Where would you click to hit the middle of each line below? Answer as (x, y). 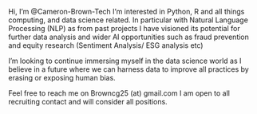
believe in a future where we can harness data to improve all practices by (128, 69)
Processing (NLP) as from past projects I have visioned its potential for (125, 28)
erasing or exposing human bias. (62, 78)
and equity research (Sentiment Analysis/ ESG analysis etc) (106, 45)
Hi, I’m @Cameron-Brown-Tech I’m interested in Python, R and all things (127, 12)
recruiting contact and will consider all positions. (88, 102)
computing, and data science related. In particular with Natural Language (128, 20)
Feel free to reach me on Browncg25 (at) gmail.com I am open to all (119, 93)
